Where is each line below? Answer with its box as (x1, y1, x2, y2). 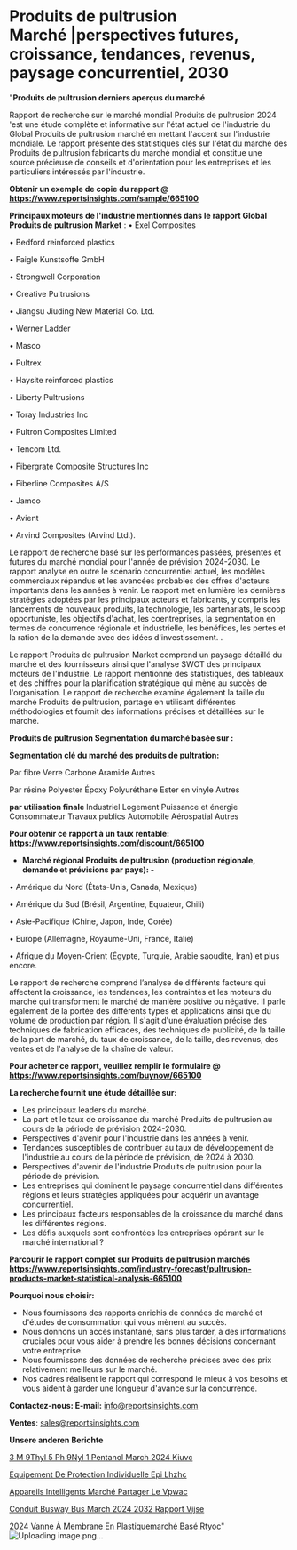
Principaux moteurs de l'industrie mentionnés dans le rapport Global (9, 210, 268, 221)
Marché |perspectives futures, (9, 25, 239, 45)
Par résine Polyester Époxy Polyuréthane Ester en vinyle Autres (9, 784, 240, 795)
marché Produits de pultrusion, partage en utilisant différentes (9, 696, 237, 707)
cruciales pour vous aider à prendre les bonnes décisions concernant (21, 1336, 277, 1346)
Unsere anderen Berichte (9, 1434, 104, 1445)
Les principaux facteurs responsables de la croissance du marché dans (21, 1208, 284, 1219)
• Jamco (9, 495, 42, 506)
